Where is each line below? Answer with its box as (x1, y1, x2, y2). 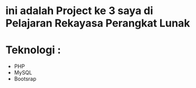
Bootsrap (14, 75, 36, 83)
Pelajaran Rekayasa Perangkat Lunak (5, 16, 191, 30)
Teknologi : (5, 43, 61, 57)
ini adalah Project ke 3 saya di (5, 4, 154, 18)
